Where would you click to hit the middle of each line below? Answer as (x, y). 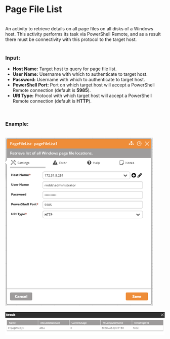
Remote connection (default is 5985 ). (52, 90)
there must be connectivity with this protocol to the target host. (71, 39)
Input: (13, 58)
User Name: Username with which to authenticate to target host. (80, 74)
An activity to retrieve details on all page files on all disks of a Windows (79, 28)
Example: (17, 124)
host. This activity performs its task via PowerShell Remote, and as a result (83, 34)
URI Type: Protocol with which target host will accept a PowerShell (82, 96)
